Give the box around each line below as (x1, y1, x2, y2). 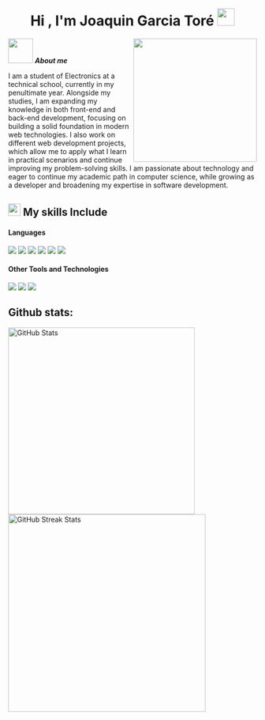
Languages (8, 228, 46, 237)
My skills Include (22, 205, 108, 219)
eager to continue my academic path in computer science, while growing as (8, 172, 255, 181)
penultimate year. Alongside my (8, 88, 111, 97)
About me (34, 55, 69, 65)
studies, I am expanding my (8, 96, 98, 106)
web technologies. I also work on (8, 130, 116, 139)
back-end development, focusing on (8, 113, 126, 123)
